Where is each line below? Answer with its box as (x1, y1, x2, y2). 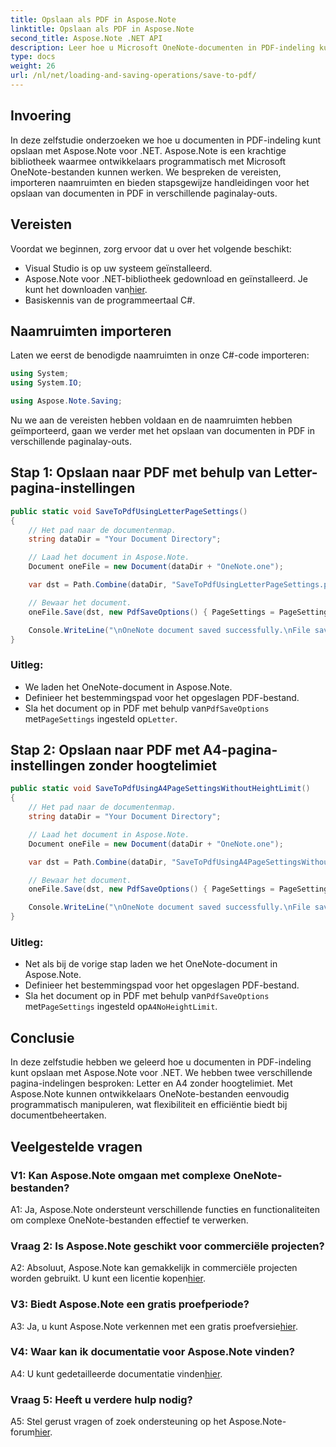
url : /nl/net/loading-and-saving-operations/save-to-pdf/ (10, 71, 257, 81)
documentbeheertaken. (10, 1109, 107, 1121)
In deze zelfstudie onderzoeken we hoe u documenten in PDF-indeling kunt (10, 134, 322, 146)
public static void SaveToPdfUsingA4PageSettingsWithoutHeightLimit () (10, 784, 311, 794)
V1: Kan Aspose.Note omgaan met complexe (10, 1168, 232, 1182)
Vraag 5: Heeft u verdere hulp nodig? (10, 1392, 193, 1406)
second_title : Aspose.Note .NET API (10, 33, 163, 43)
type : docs (10, 52, 56, 62)
